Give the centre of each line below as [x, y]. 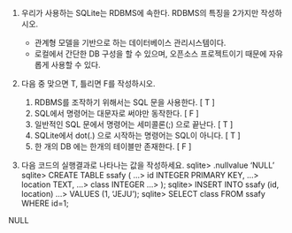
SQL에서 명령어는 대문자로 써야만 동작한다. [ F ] [117, 113]
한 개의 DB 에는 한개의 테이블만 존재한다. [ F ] [113, 147]
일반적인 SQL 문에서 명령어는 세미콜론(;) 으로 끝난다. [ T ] [134, 124]
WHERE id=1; [45, 203]
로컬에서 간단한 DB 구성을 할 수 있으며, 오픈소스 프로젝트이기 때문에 [150, 54]
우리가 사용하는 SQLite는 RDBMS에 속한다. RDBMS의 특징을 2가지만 [140, 13]
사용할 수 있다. [76, 65]
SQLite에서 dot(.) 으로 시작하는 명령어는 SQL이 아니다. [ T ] [137, 135]
